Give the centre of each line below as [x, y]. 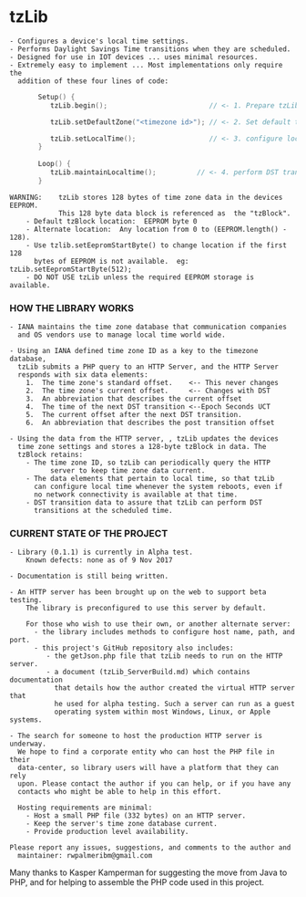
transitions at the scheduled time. [103, 511]
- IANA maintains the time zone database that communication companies [148, 327]
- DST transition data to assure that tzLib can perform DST [144, 503]
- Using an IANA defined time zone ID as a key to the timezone [134, 351]
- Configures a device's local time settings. [99, 41]
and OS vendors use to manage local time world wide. [122, 335]
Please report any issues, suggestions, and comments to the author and [150, 848]
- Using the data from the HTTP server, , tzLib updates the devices [144, 439]
